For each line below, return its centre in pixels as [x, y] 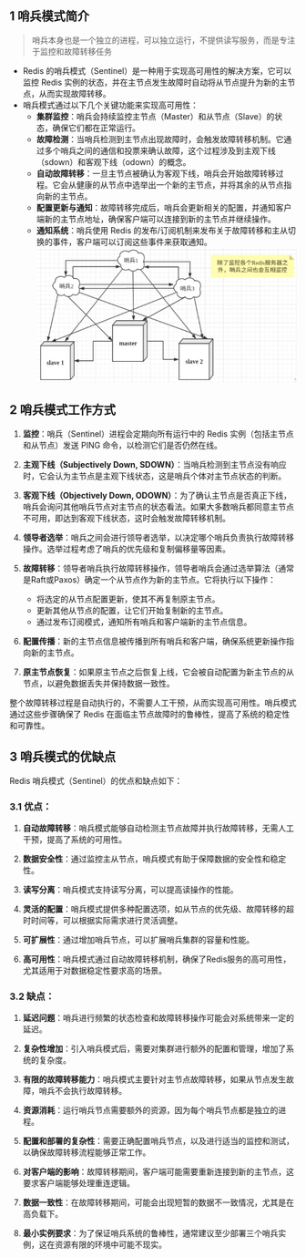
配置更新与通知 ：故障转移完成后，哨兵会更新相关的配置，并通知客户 [164, 207]
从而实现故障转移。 [75, 93]
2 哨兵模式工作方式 [63, 410]
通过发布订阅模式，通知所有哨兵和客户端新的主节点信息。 [144, 622]
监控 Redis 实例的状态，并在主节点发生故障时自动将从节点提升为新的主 [155, 82]
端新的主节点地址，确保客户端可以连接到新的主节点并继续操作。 [156, 219]
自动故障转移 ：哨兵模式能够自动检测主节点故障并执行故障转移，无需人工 [158, 828]
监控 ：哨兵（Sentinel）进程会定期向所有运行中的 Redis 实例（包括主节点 [158, 433]
